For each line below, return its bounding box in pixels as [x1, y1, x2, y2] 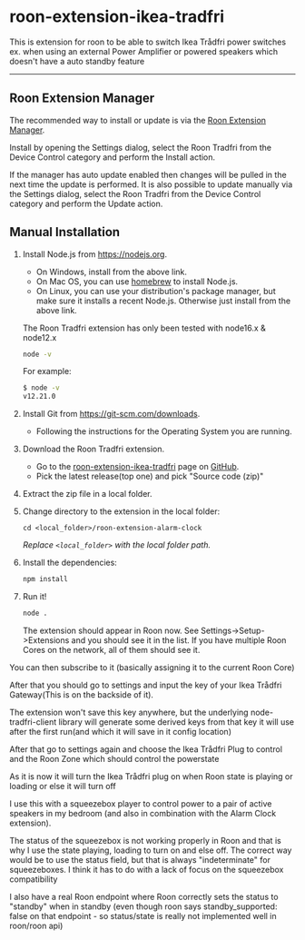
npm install [22, 575, 68, 584]
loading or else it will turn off [9, 780, 116, 791]
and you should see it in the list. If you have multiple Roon [71, 634, 287, 646]
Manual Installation [9, 224, 121, 240]
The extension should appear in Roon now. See [22, 625, 200, 636]
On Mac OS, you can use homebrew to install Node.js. [35, 275, 239, 287]
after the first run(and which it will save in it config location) [9, 726, 232, 737]
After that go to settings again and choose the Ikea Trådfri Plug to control [9, 743, 283, 755]
